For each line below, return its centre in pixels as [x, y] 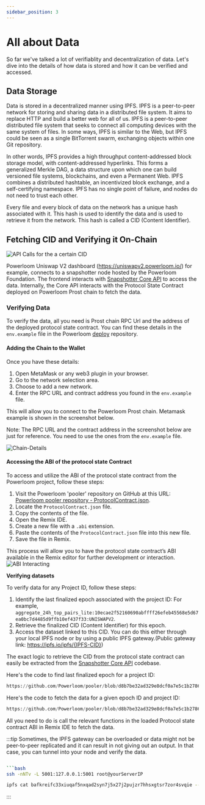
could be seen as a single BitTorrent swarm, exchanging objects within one [100, 139]
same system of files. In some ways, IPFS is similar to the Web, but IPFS [97, 132]
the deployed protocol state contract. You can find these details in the [94, 328]
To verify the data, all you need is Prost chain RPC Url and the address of [98, 321]
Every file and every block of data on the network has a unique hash [92, 208]
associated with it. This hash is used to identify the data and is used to [95, 214]
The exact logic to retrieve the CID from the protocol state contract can [95, 656]
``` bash [16, 768]
